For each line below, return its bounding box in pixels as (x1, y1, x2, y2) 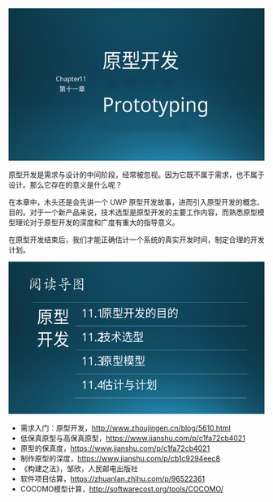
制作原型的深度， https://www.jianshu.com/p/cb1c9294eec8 (19, 454, 221, 463)
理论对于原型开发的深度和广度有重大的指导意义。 (15, 218, 180, 227)
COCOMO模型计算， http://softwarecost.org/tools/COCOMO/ (19, 484, 224, 494)
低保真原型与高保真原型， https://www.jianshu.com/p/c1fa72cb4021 (19, 434, 246, 443)
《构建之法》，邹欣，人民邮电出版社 (19, 464, 138, 474)
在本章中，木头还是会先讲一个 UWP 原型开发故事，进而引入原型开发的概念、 (8, 197, 265, 206)
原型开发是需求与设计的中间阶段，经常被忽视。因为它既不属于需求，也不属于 (8, 170, 265, 180)
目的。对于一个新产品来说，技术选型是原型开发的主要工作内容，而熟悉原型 (8, 207, 258, 217)
